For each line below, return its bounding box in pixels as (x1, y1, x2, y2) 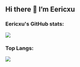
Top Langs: (5, 44, 34, 52)
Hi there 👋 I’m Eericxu (5, 5, 75, 14)
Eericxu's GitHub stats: (5, 20, 64, 28)
